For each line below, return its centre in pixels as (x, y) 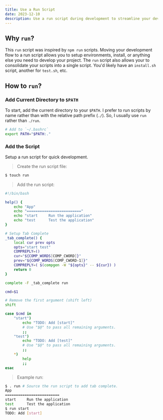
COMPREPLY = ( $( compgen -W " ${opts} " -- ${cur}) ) (65, 265)
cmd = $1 (12, 292)
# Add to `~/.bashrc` (27, 129)
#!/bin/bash (17, 193)
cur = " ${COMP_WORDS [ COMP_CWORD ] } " (48, 256)
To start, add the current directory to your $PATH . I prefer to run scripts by (78, 110)
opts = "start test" (32, 247)
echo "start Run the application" (53, 216)
